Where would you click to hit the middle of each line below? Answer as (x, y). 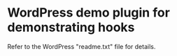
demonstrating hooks (71, 27)
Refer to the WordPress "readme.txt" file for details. (82, 46)
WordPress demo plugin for (88, 13)
